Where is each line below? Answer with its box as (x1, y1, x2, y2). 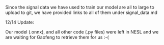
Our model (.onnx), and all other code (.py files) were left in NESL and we (5, 29, 159, 34)
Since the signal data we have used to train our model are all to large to (5, 4, 154, 10)
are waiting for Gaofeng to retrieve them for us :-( (5, 34, 109, 40)
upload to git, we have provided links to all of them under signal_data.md (5, 9, 158, 15)
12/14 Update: (5, 19, 35, 25)
